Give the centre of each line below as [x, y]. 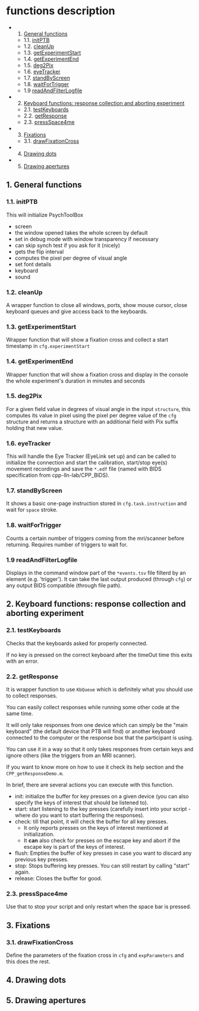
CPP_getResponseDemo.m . [35, 773]
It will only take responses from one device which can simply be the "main [97, 725]
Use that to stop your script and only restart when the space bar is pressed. [99, 906]
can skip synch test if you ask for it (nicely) [67, 245]
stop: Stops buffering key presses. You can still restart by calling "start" [102, 865]
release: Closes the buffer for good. [58, 878]
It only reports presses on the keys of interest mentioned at [96, 827]
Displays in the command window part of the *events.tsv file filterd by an [96, 573]
